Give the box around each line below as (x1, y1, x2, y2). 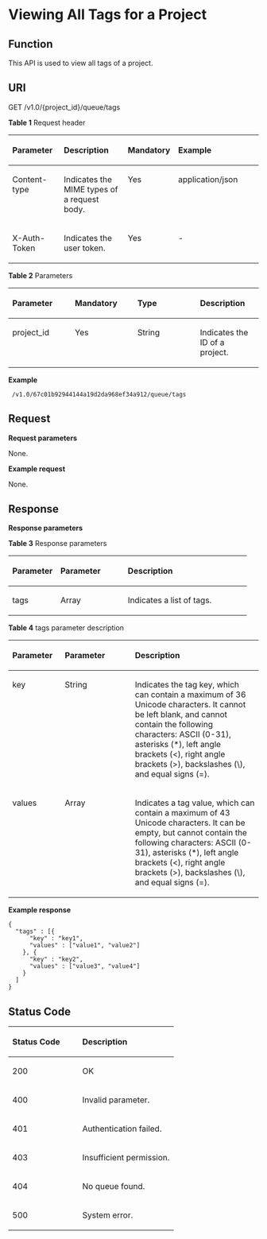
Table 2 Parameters (8, 270, 73, 280)
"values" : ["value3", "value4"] (29, 962, 141, 970)
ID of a (199, 336, 225, 347)
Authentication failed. (82, 1123, 162, 1134)
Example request (8, 463, 66, 474)
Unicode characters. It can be (134, 817, 246, 828)
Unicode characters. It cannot (134, 699, 246, 710)
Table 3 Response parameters (8, 539, 107, 548)
